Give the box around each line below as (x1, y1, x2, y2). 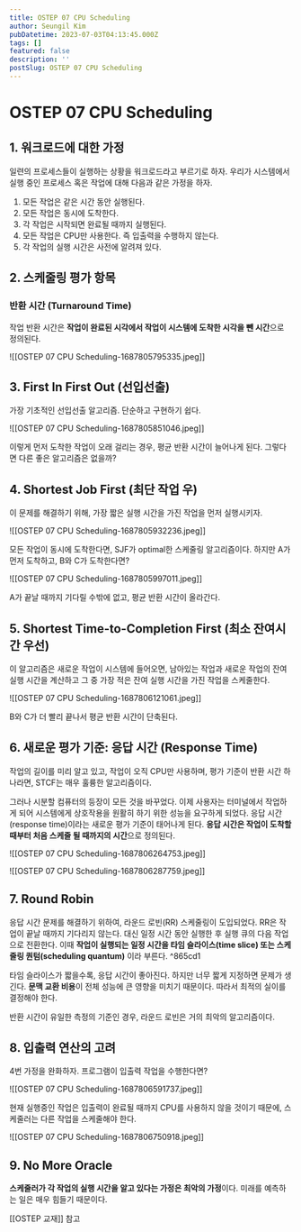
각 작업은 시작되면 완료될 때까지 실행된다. (22, 218, 167, 230)
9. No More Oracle (9, 1157, 113, 1173)
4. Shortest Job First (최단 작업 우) (9, 481, 198, 497)
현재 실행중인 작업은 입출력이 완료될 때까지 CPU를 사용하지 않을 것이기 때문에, (9, 1102, 283, 1113)
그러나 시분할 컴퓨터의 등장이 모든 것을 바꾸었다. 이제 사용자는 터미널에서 (9, 796, 263, 807)
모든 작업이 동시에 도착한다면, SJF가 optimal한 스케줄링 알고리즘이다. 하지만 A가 (9, 544, 291, 555)
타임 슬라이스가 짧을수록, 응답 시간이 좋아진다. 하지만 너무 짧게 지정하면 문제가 (9, 970, 283, 981)
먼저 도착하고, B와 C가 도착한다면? (9, 555, 130, 566)
